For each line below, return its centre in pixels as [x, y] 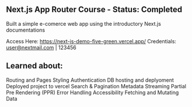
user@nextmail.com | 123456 [41, 47]
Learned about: [34, 66]
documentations [26, 30]
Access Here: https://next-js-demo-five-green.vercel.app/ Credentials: [91, 41]
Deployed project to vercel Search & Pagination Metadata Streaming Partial [96, 86]
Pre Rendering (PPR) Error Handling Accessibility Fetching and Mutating [92, 92]
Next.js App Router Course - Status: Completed [94, 10]
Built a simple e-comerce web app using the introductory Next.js [84, 23]
